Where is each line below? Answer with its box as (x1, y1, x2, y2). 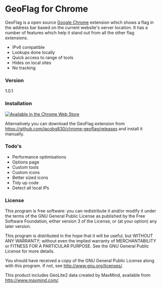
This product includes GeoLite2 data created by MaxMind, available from (5, 272, 151, 278)
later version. (5, 224, 32, 229)
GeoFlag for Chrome (5, 3, 88, 15)
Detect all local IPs (12, 185, 49, 191)
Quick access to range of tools (12, 54, 74, 60)
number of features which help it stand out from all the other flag (5, 30, 135, 35)
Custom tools (12, 164, 39, 170)
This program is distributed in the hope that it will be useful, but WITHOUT (5, 233, 153, 239)
